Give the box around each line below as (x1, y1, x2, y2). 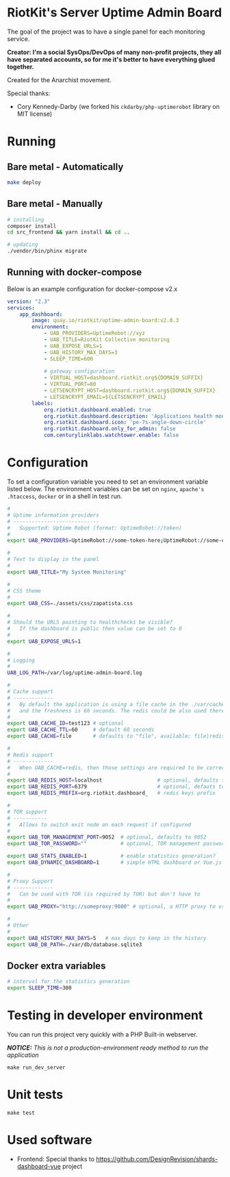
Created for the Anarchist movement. (7, 75, 112, 84)
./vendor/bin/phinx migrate (7, 248, 88, 255)
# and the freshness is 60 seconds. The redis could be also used (7, 707, 207, 714)
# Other (7, 922, 29, 929)
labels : (31, 399, 53, 407)
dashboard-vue (16, 1162, 62, 1170)
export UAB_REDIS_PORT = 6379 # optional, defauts (7, 783, 216, 791)
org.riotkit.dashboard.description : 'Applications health (43, 412, 213, 419)
